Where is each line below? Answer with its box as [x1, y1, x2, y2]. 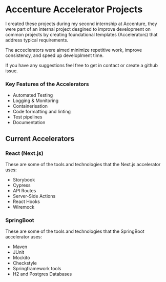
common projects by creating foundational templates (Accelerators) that [5, 31, 158, 37]
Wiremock [12, 204, 35, 210]
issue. [5, 68, 18, 74]
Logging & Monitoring [12, 97, 59, 104]
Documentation [12, 119, 46, 126]
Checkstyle [12, 260, 37, 266]
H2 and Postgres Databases [12, 271, 72, 277]
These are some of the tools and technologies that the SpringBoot [5, 228, 144, 234]
